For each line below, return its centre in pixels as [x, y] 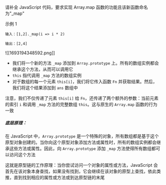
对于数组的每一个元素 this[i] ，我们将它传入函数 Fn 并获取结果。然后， [85, 81]
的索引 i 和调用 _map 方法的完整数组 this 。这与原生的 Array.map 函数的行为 [81, 104]
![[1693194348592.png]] [30, 53]
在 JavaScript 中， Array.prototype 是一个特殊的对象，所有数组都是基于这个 [82, 136]
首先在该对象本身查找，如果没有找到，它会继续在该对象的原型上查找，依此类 [83, 171]
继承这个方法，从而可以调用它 [42, 69]
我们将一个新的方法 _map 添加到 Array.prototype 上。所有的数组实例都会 [85, 63]
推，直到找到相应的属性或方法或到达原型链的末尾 [55, 177]
